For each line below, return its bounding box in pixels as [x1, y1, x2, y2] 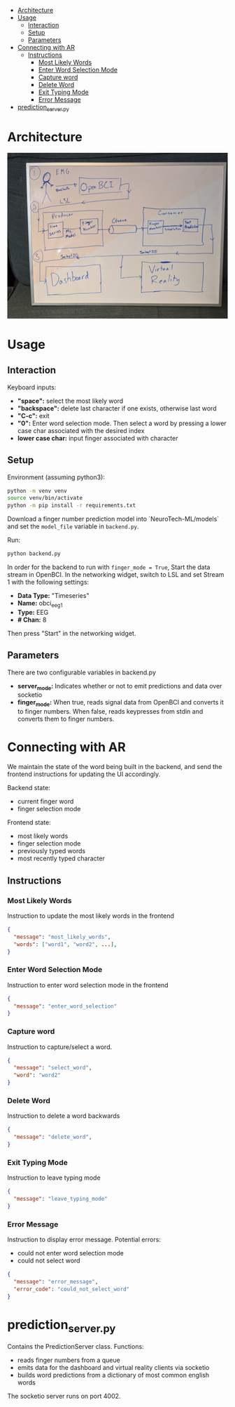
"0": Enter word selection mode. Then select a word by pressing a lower [17, 419, 227, 427]
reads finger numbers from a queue [17, 1356, 120, 1364]
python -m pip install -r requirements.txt [7, 502, 136, 509]
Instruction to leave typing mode [7, 1173, 101, 1182]
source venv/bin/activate [7, 495, 83, 502]
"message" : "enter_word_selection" [13, 1003, 117, 1010]
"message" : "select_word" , [13, 1065, 92, 1072]
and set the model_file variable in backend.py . [7, 522, 139, 531]
